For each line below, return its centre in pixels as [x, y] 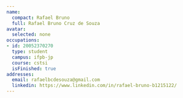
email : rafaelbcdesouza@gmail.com [56, 80]
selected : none [31, 35]
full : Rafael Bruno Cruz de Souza [56, 23]
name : [13, 12]
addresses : [20, 74]
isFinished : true [34, 68]
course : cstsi [30, 63]
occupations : [23, 40]
